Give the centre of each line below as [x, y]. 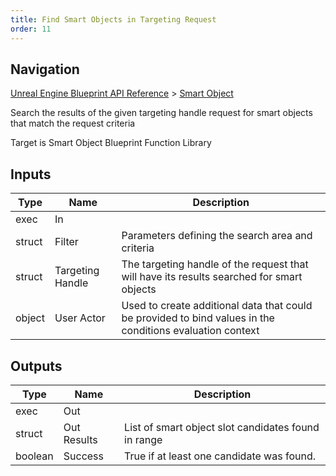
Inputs [31, 174]
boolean [34, 456]
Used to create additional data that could [217, 306]
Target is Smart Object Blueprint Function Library [111, 143]
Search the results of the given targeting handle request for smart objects [161, 113]
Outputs [36, 366]
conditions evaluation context [190, 331]
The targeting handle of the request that [215, 264]
